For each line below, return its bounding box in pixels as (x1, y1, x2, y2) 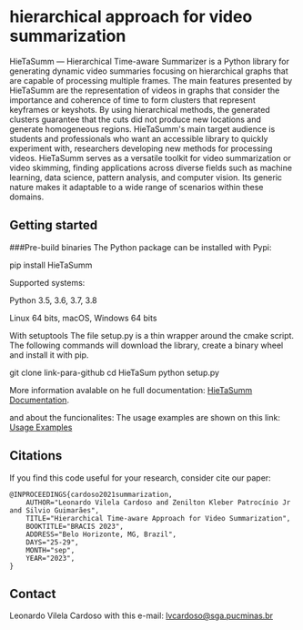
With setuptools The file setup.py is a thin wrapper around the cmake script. (9, 330, 294, 340)
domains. (9, 191, 45, 202)
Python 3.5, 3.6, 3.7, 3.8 (9, 294, 97, 306)
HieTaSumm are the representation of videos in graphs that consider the (9, 85, 280, 96)
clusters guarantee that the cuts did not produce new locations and (9, 114, 261, 125)
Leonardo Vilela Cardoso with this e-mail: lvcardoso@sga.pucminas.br (9, 610, 273, 621)
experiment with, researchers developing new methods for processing (9, 143, 273, 154)
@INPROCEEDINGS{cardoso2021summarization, (9, 490, 173, 499)
